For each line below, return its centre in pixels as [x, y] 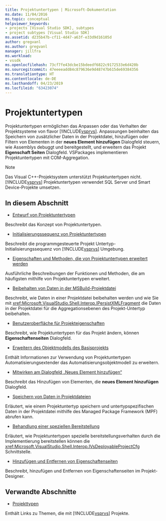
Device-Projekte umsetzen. [33, 187]
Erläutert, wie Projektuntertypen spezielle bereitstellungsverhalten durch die [83, 436]
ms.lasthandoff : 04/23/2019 [34, 83]
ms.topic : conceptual [28, 19]
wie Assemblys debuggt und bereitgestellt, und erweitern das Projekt [76, 147]
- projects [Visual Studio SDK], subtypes [50, 28]
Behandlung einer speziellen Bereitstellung [56, 426]
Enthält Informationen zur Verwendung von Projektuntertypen [68, 358]
